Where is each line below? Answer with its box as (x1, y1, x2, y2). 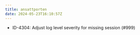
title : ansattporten (5, 7, 47, 12)
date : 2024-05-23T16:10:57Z (5, 12, 63, 16)
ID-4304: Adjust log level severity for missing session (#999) (12, 24, 136, 30)
